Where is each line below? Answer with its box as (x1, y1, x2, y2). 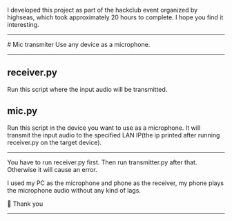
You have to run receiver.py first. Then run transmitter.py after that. (7, 158, 197, 166)
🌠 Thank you (7, 200, 43, 208)
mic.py (7, 105, 38, 117)
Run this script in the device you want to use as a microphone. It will (7, 124, 201, 132)
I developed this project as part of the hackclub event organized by (7, 6, 198, 14)
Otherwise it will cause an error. (7, 165, 98, 173)
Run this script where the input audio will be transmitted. (7, 85, 168, 93)
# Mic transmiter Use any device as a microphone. (7, 41, 151, 48)
